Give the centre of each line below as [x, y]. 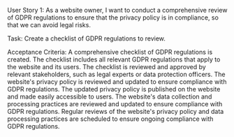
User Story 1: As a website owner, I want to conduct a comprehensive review [117, 10]
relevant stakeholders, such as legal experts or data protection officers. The [116, 74]
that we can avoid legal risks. [49, 25]
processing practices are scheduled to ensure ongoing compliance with [110, 119]
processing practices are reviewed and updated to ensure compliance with [115, 104]
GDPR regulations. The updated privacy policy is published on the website [114, 89]
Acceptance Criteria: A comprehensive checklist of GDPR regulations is [110, 52]
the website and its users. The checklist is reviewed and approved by [107, 67]
